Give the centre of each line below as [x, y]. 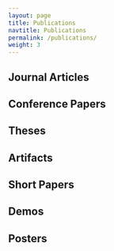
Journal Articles [49, 77]
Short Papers [41, 185]
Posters [28, 238]
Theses [27, 131]
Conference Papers [57, 104]
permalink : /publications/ [53, 38]
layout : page [30, 15]
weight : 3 [25, 45]
